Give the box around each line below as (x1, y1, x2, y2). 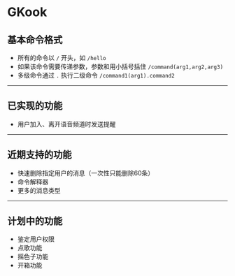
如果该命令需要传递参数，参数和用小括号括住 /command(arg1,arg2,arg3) (17, 62, 224, 71)
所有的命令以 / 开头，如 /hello (17, 54, 106, 61)
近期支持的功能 (7, 149, 72, 161)
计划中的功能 (7, 215, 63, 227)
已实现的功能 (7, 100, 63, 112)
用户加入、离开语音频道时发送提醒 (17, 119, 116, 128)
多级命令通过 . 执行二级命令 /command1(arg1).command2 (17, 71, 175, 79)
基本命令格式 (7, 34, 63, 45)
